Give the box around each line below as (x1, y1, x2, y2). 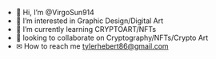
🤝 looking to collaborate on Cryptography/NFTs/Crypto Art (15, 33, 209, 42)
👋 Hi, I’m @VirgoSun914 (15, 8, 94, 17)
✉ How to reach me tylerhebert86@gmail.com (15, 41, 170, 51)
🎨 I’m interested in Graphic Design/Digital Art (15, 16, 164, 26)
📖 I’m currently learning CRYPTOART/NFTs (15, 25, 157, 33)
